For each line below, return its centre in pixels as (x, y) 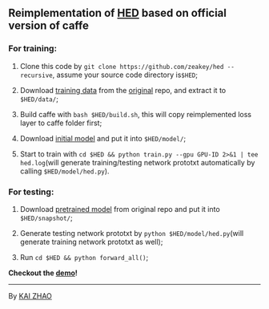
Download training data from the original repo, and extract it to (123, 90)
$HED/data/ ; (39, 99)
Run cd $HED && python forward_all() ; (84, 257)
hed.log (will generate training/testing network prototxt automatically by (137, 162)
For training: (33, 49)
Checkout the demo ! (43, 273)
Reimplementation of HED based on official (117, 13)
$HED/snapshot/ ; (46, 218)
